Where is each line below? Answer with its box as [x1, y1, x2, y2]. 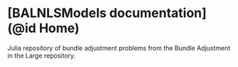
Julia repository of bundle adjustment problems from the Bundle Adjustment [7, 43, 231, 52]
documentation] [109, 5, 207, 21]
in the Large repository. [7, 51, 76, 60]
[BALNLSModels [7, 5, 107, 21]
